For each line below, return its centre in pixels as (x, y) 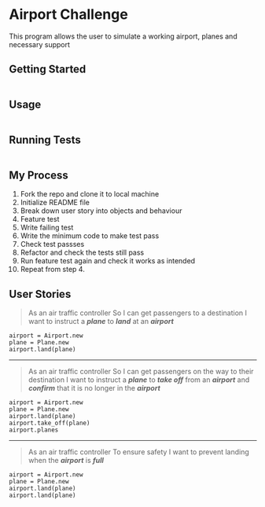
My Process (39, 175)
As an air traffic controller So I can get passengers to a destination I (137, 313)
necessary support (39, 44)
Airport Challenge (68, 15)
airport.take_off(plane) (50, 423)
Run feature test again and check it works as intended (108, 261)
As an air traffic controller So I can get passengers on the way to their (141, 371)
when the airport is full (66, 460)
